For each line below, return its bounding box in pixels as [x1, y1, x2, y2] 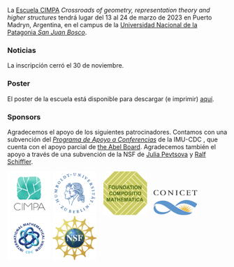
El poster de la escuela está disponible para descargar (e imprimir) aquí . [7, 94, 214, 103]
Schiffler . [7, 157, 34, 166]
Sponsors [7, 112, 41, 121]
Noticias [7, 45, 36, 55]
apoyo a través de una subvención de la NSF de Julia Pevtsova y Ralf [7, 150, 206, 158]
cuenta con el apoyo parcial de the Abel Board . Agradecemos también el [7, 142, 217, 151]
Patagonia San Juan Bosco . [7, 28, 87, 36]
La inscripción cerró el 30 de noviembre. [7, 61, 124, 70]
